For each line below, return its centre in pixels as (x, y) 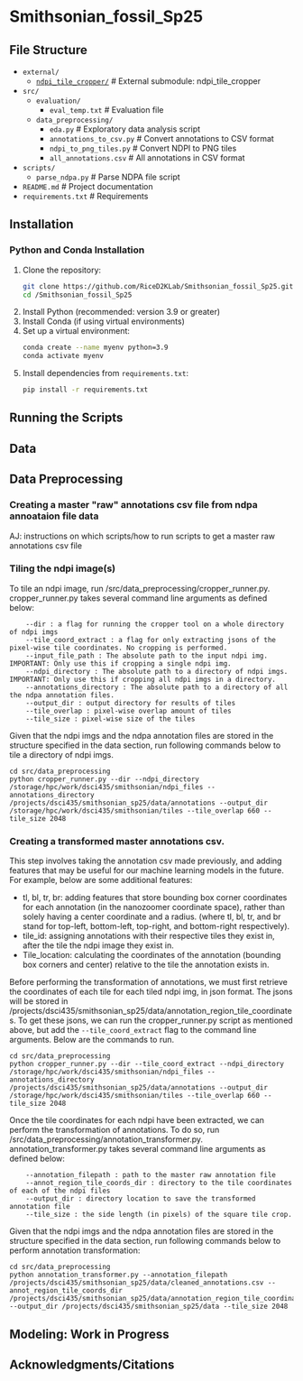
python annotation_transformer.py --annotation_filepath (119, 1275)
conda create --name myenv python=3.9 (95, 348)
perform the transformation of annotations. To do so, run (115, 1130)
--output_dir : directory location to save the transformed (141, 1199)
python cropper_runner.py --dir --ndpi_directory (105, 779)
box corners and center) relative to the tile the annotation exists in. (146, 965)
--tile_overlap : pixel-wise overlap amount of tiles (129, 711)
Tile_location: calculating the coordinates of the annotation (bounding (151, 955)
